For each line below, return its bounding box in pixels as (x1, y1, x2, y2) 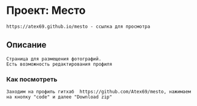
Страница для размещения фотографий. (6, 55, 102, 62)
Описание (6, 40, 47, 50)
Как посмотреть (6, 75, 58, 83)
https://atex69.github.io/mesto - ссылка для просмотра (6, 23, 150, 30)
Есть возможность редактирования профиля (6, 61, 113, 67)
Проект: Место (6, 4, 86, 17)
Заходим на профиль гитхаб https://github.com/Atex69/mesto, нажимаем (6, 89, 191, 95)
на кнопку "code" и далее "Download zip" (6, 94, 113, 100)
